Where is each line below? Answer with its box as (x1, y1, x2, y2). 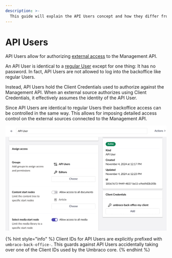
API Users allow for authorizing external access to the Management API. (5, 53, 158, 59)
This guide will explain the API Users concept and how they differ (10, 13, 159, 19)
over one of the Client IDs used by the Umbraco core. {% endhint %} (5, 246, 150, 253)
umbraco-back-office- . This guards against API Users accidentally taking (5, 241, 159, 247)
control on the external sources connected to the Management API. (5, 116, 147, 122)
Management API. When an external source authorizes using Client (5, 90, 147, 96)
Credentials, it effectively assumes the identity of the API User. (5, 95, 137, 101)
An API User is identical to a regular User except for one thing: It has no (5, 63, 156, 69)
